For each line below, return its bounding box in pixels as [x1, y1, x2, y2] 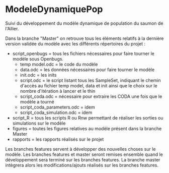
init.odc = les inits [20, 72, 57, 78]
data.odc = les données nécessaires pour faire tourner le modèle [20, 67, 155, 73]
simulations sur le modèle [12, 120, 66, 126]
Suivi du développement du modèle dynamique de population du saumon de [5, 20, 163, 26]
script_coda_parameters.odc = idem [20, 104, 95, 110]
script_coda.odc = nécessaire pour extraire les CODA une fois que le [20, 93, 162, 99]
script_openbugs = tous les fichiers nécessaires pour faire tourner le [12, 50, 154, 56]
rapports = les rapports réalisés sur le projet [12, 136, 104, 142]
